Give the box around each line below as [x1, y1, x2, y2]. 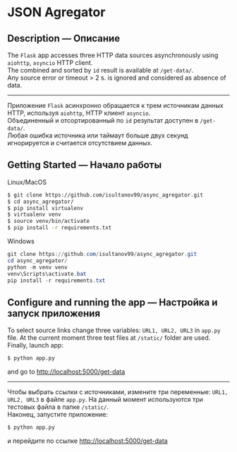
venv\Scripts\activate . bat [7, 270, 87, 277]
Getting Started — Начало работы [7, 159, 162, 171]
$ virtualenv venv [7, 211, 61, 219]
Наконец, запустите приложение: [7, 410, 108, 419]
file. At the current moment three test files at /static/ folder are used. [7, 334, 211, 342]
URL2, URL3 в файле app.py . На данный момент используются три [7, 396, 203, 404]
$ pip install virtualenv [7, 204, 83, 212]
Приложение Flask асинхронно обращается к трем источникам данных [7, 102, 224, 109]
